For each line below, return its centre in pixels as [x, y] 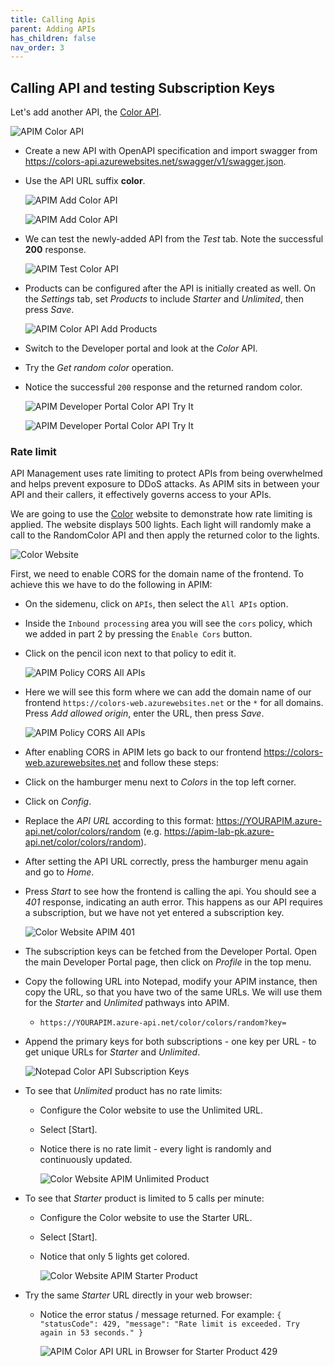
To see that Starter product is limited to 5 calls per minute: [144, 1198]
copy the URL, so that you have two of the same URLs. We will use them [173, 992]
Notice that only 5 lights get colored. [114, 1257]
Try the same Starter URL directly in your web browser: [138, 1295]
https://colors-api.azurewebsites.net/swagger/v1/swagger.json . [155, 162]
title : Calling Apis [53, 19]
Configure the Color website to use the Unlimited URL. [151, 1110]
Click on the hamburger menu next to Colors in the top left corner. [160, 782]
